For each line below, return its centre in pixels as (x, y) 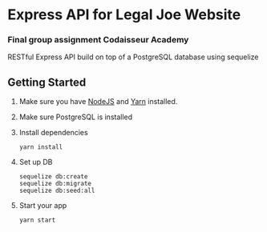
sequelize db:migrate (55, 184)
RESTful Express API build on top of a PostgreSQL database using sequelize (133, 57)
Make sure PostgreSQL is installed (76, 117)
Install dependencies (54, 133)
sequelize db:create (53, 177)
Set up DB (36, 162)
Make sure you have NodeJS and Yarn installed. (98, 102)
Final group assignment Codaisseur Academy (98, 40)
